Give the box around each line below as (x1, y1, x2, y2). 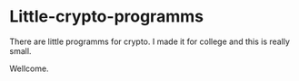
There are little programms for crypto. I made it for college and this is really (9, 36, 291, 47)
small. (9, 45, 32, 56)
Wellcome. (9, 63, 49, 74)
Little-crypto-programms (9, 6, 204, 27)
